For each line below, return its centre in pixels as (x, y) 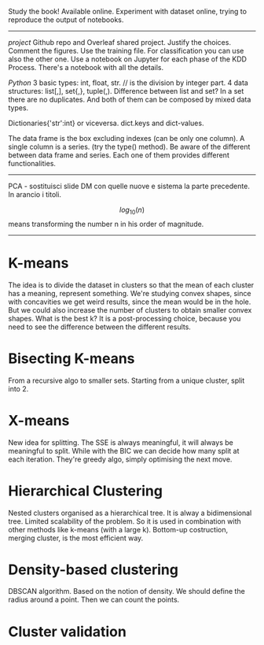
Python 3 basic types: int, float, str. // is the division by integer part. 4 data (128, 83)
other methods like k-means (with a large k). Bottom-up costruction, (118, 529)
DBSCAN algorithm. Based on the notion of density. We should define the (126, 591)
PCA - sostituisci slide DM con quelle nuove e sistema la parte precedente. (129, 186)
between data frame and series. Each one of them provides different (119, 155)
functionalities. (32, 163)
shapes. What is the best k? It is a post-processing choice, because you (125, 318)
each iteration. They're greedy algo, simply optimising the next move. (120, 459)
